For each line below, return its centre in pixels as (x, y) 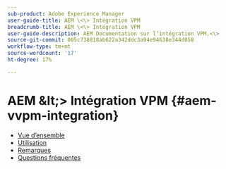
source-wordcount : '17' (42, 54)
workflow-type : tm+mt (39, 46)
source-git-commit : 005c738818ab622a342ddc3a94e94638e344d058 (101, 40)
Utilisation (32, 142)
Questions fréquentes (49, 157)
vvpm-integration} (63, 115)
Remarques (34, 150)
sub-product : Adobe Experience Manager (66, 14)
